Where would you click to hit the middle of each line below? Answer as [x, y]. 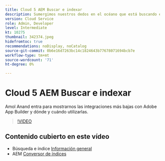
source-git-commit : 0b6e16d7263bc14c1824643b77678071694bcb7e [70, 51]
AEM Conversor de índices [39, 154]
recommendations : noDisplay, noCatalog [46, 46]
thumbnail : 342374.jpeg [29, 37]
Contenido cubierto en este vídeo [57, 137]
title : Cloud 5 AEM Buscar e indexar [44, 10]
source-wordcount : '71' [29, 60]
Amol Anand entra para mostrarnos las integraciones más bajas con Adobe [81, 107]
